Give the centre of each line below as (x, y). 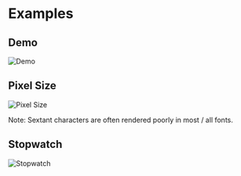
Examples (41, 14)
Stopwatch (35, 144)
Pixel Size (32, 86)
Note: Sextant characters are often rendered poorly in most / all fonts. (121, 120)
